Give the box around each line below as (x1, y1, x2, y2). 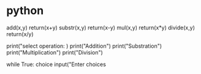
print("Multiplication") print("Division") (6, 48, 103, 56)
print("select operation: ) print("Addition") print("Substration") (6, 42, 162, 50)
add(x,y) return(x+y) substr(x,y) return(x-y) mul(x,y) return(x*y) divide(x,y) (6, 24, 195, 31)
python (6, 4, 44, 18)
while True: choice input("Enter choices (6, 61, 106, 68)
